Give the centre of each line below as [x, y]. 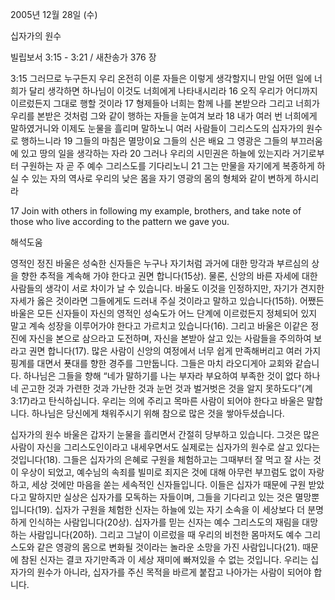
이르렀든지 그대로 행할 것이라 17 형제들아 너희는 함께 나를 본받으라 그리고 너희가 [165, 103]
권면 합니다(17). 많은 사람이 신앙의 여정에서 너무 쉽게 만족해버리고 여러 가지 [175, 351]
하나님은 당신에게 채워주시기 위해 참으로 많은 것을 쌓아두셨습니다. [158, 413]
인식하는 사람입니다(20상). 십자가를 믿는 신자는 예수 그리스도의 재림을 [164, 522]
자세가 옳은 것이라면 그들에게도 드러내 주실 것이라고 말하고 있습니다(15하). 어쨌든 [167, 301]
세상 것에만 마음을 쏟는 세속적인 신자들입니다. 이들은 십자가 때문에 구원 [169, 484]
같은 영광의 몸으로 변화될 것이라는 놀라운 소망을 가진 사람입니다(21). [168, 547]
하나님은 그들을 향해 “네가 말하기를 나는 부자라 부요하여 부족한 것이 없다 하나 [172, 376]
